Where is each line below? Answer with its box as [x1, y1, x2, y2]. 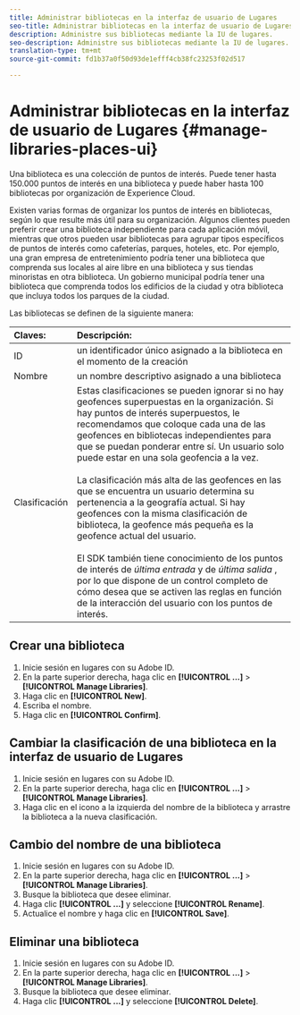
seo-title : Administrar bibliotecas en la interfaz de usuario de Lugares [9, 21, 294, 30]
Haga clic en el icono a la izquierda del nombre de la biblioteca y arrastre [21, 801, 291, 812]
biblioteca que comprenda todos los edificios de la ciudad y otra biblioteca [9, 281, 284, 292]
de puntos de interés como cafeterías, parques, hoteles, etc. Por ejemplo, [9, 242, 279, 253]
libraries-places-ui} [9, 140, 159, 159]
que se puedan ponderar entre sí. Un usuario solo [77, 440, 285, 453]
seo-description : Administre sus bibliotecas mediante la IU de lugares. [9, 38, 290, 47]
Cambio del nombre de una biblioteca [9, 837, 221, 852]
